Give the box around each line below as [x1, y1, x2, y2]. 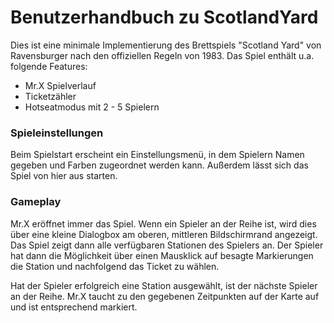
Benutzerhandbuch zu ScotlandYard [10, 6, 319, 29]
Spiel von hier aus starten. [10, 170, 118, 182]
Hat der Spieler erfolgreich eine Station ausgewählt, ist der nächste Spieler [10, 279, 318, 291]
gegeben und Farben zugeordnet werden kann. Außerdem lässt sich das [10, 159, 309, 171]
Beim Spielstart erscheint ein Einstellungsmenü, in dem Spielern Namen [10, 149, 305, 161]
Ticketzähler [24, 90, 77, 102]
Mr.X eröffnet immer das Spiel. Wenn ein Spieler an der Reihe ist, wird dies [10, 217, 317, 230]
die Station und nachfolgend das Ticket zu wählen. [10, 260, 220, 272]
